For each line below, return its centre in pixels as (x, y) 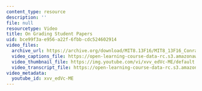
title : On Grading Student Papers (50, 34)
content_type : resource (36, 12)
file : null (20, 23)
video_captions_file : (39, 56)
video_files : (23, 45)
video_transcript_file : (41, 67)
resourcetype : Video (32, 28)
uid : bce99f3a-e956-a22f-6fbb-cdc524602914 (62, 40)
